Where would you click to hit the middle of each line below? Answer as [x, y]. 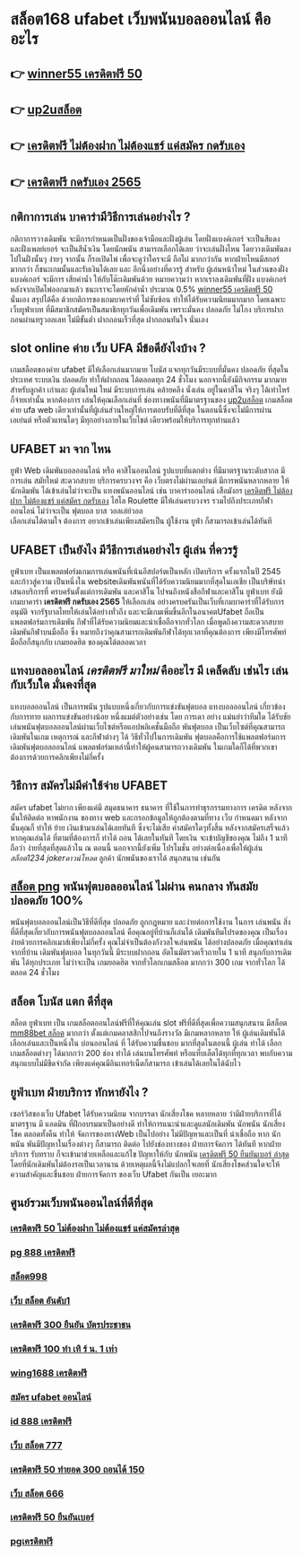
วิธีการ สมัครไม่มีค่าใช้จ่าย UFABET [89, 786]
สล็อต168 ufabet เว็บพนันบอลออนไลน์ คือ [141, 19]
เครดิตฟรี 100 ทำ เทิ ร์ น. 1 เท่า [64, 1349]
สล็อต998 [29, 1277]
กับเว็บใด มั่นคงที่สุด [53, 685]
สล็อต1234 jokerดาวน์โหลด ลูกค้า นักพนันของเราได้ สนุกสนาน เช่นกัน [116, 858]
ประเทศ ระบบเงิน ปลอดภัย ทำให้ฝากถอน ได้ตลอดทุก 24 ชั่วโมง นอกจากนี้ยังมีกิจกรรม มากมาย [149, 380]
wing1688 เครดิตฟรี [49, 1373]
